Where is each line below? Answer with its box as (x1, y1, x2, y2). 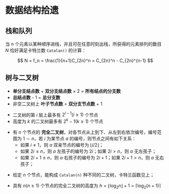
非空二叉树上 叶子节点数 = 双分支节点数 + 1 (12, 100, 103, 107)
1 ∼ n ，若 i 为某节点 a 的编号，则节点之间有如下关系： (22, 135, 137, 142)
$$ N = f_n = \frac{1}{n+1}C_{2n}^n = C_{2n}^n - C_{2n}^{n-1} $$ (17, 58, 153, 64)
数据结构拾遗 (5, 5, 59, 16)
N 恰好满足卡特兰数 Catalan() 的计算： (5, 47, 86, 53)
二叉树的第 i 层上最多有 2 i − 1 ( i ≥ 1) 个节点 (12, 110, 98, 118)
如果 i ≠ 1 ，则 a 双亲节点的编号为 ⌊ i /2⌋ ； (20, 142, 104, 148)
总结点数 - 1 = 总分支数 (12, 94, 60, 100)
